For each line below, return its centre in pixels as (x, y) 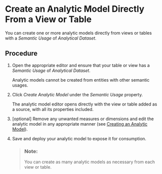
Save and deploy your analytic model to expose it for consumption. (79, 138)
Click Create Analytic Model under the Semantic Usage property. (77, 94)
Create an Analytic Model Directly (75, 9)
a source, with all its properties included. (53, 109)
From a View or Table (48, 19)
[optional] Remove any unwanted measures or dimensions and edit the (83, 119)
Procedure (21, 54)
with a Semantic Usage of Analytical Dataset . (51, 38)
